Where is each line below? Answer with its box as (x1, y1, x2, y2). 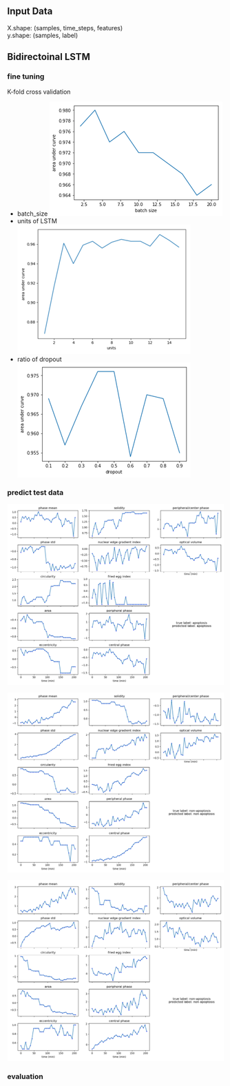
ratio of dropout (17, 355, 62, 363)
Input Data (7, 6, 53, 17)
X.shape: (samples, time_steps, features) (7, 23, 123, 32)
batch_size (17, 209, 48, 218)
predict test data (7, 488, 64, 498)
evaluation (7, 1072, 43, 1081)
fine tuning (7, 72, 45, 81)
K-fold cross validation (7, 88, 71, 96)
